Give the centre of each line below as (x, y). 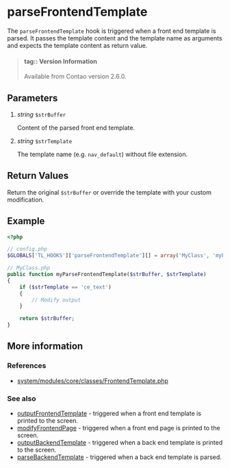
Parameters (33, 98)
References (27, 366)
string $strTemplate (44, 140)
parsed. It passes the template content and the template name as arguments (115, 38)
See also (22, 398)
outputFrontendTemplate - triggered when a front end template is (109, 414)
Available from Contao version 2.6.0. (75, 77)
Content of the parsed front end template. (76, 127)
